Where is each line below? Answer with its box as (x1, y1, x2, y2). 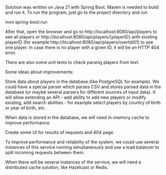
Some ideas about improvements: (5, 69, 74, 75)
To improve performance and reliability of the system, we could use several (5, 139, 159, 145)
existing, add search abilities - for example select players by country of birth (5, 100, 161, 106)
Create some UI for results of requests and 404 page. (5, 129, 115, 135)
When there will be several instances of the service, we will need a (5, 159, 141, 165)
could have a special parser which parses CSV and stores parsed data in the (5, 84, 161, 90)
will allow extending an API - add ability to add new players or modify (5, 94, 146, 100)
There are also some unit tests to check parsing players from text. (5, 59, 140, 65)
